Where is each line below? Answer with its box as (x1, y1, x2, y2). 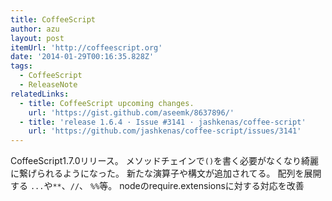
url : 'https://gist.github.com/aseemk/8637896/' (28, 107, 235, 118)
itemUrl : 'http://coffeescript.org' (10, 42, 163, 53)
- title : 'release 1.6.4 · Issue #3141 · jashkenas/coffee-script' (19, 117, 307, 127)
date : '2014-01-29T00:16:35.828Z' (10, 52, 155, 62)
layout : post (10, 33, 65, 43)
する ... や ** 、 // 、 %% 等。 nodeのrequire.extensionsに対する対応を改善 (10, 180, 305, 192)
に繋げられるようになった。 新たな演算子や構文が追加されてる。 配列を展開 (10, 167, 322, 180)
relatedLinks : (10, 89, 70, 99)
